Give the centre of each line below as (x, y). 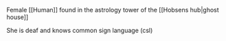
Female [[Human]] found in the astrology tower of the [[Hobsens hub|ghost (113, 10)
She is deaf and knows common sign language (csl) (80, 30)
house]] (18, 17)
